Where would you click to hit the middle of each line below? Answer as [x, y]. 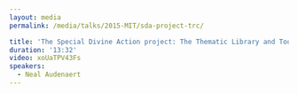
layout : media [35, 17]
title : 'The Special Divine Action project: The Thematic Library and [142, 42]
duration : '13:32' [43, 50]
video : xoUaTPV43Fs [45, 58]
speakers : [27, 66]
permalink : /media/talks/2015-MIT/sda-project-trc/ [106, 26]
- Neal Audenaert [49, 75]
